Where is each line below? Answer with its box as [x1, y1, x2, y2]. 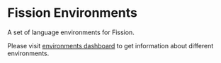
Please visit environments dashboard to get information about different [7, 41, 214, 50]
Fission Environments [7, 5, 138, 21]
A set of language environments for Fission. [7, 28, 135, 36]
